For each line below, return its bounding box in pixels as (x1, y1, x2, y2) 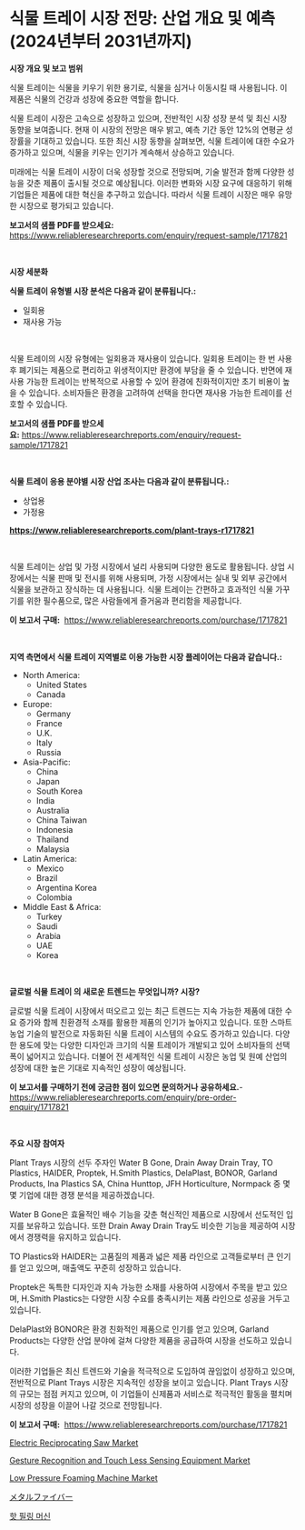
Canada (35, 688, 66, 700)
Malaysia (35, 843, 70, 855)
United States (35, 679, 88, 690)
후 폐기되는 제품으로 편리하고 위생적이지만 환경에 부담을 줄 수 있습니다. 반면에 (9, 365, 283, 375)
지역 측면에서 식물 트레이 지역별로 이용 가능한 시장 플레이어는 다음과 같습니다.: (9, 651, 283, 662)
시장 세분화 (9, 265, 48, 277)
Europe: (22, 698, 53, 709)
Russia (35, 746, 62, 757)
